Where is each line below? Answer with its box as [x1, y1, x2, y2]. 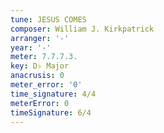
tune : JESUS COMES [10, 14, 87, 25]
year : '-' [10, 42, 52, 53]
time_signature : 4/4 [10, 89, 97, 99]
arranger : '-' [10, 33, 70, 43]
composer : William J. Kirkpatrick [10, 24, 155, 34]
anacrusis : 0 [10, 71, 65, 81]
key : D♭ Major [10, 61, 70, 71]
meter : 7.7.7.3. [10, 52, 78, 62]
